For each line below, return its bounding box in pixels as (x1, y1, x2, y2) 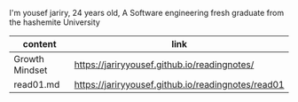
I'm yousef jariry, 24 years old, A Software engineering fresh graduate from (9, 8, 285, 18)
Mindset (13, 64, 48, 76)
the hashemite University (9, 17, 100, 27)
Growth (13, 53, 44, 65)
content (22, 38, 57, 50)
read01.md (13, 79, 60, 90)
